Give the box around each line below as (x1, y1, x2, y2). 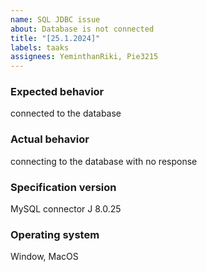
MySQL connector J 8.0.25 (10, 203, 122, 215)
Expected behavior (10, 85, 105, 99)
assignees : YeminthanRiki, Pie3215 (10, 52, 159, 62)
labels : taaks (10, 42, 70, 53)
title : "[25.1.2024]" (10, 33, 101, 43)
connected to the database (10, 107, 122, 120)
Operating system (10, 227, 100, 241)
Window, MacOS (10, 251, 79, 263)
